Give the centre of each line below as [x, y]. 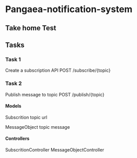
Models [13, 106]
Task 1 [13, 59]
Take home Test [31, 28]
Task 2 [14, 83]
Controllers [17, 139]
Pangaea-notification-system [69, 9]
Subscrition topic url [26, 117]
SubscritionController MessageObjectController [55, 149]
